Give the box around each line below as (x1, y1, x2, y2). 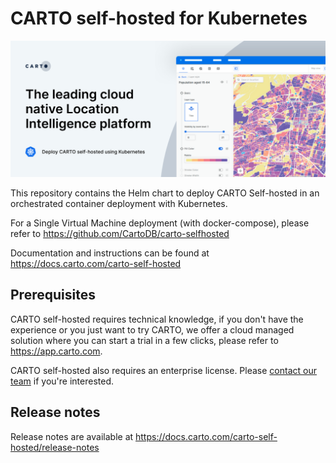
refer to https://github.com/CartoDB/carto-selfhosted (10, 227, 230, 239)
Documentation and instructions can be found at (10, 247, 210, 259)
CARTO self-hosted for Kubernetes (10, 7, 308, 30)
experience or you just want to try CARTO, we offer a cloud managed (10, 323, 295, 336)
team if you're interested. (10, 375, 114, 387)
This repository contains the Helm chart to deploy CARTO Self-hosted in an (10, 187, 320, 199)
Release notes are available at (10, 430, 134, 442)
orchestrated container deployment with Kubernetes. (10, 197, 228, 209)
